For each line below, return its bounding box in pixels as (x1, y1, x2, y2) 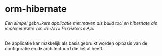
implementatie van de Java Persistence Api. (5, 25, 95, 31)
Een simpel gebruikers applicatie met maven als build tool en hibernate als (5, 20, 157, 26)
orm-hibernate (5, 3, 67, 15)
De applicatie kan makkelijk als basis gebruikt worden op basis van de (5, 40, 148, 46)
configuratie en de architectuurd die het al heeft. (5, 46, 104, 52)
